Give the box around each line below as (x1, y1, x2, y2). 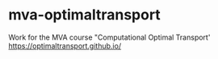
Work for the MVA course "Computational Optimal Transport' (8, 32, 211, 42)
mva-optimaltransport (8, 6, 161, 24)
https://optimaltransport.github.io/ (8, 40, 122, 50)
